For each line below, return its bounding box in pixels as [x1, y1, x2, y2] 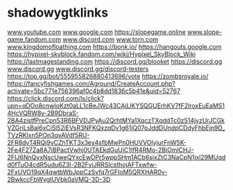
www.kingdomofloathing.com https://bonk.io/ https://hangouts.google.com [7, 42, 222, 51]
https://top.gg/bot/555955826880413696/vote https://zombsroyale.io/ [7, 71, 209, 80]
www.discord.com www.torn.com [62, 35, 158, 43]
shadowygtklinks [7, 5, 109, 21]
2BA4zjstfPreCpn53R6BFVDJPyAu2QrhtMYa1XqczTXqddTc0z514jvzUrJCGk [7, 116, 225, 124]
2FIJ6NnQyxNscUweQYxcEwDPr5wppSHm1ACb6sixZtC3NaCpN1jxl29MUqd [7, 153, 226, 161]
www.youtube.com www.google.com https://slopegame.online [7, 28, 186, 36]
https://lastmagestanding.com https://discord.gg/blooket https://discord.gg [7, 57, 223, 65]
